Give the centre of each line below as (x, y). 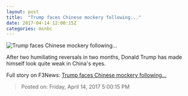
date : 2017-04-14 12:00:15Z (42, 23)
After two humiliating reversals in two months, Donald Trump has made (94, 57)
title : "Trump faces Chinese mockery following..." (74, 17)
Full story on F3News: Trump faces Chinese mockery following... (86, 75)
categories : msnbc (29, 28)
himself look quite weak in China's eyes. (56, 64)
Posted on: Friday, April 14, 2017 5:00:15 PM (75, 87)
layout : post (23, 12)
